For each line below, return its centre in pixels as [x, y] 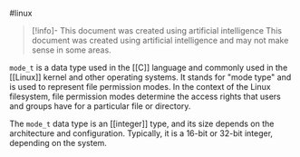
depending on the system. [58, 143]
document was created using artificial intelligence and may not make [160, 40]
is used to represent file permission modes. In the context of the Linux [140, 87]
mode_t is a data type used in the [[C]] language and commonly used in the [149, 68]
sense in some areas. [71, 50]
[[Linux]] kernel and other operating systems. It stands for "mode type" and [150, 77]
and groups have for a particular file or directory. [100, 106]
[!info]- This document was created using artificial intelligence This [157, 30]
